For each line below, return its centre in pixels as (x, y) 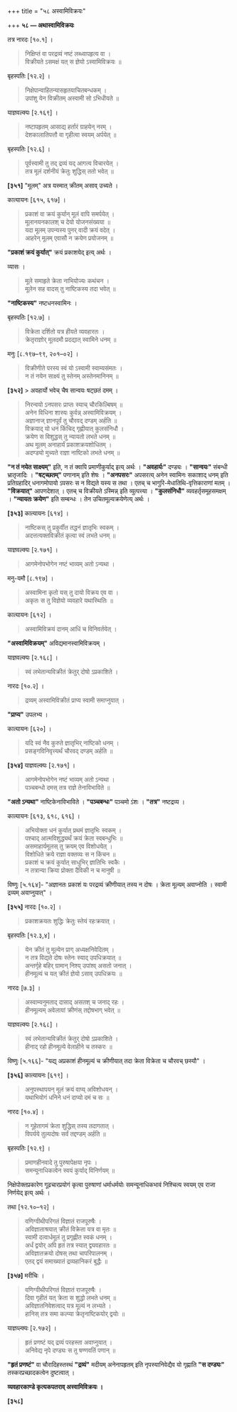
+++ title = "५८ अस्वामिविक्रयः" (47, 11)
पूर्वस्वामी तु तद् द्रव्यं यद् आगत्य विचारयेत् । (72, 163)
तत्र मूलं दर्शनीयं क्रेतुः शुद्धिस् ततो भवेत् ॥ (69, 171)
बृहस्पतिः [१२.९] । (29, 1148)
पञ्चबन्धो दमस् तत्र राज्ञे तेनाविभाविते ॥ (67, 788)
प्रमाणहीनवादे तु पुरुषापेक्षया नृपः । (61, 1162)
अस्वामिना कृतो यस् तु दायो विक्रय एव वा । (72, 592)
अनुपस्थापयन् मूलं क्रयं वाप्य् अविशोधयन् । (72, 1089)
